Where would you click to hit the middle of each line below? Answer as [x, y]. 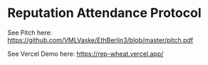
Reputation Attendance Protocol [104, 13]
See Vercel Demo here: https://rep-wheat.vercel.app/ [85, 54]
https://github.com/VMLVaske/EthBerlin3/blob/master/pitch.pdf [100, 40]
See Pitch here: [30, 32]
